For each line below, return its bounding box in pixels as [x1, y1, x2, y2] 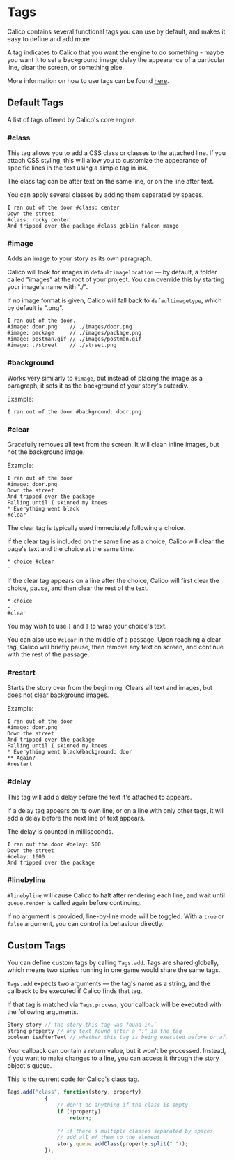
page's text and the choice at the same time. [7, 544, 135, 552]
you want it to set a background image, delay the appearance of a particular [7, 55, 225, 64]
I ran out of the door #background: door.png [7, 408, 141, 416]
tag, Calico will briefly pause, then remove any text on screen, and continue [7, 643, 224, 651]
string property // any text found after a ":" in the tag [7, 1027, 182, 1034]
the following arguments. [7, 1007, 79, 1016]
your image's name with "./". [7, 283, 88, 291]
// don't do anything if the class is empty [56, 1101, 189, 1109]
